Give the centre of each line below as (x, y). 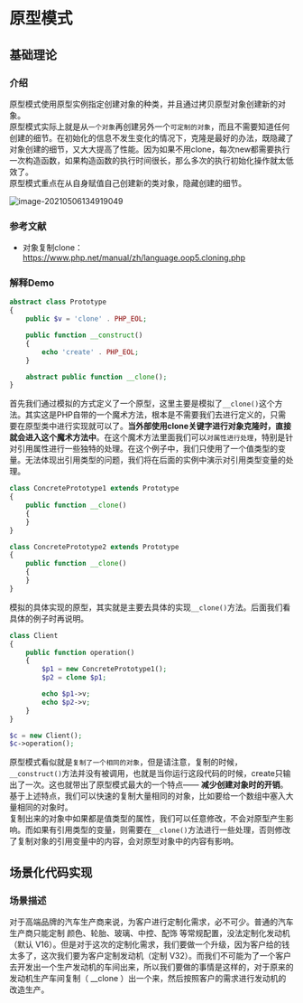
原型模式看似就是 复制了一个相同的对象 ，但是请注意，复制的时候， (126, 762)
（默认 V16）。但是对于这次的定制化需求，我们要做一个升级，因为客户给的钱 (150, 944)
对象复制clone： (53, 248)
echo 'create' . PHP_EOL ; (91, 352)
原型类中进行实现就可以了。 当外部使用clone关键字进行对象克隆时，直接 (158, 427)
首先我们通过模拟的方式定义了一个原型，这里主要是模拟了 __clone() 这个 (142, 404)
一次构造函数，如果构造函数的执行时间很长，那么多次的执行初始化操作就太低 (151, 160)
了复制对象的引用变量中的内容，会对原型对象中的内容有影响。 (124, 841)
